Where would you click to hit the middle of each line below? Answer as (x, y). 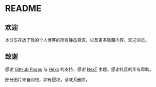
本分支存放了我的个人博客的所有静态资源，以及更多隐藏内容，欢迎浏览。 (77, 40)
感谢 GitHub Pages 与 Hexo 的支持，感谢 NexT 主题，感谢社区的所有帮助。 (79, 69)
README (23, 8)
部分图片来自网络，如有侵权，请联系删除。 (47, 79)
